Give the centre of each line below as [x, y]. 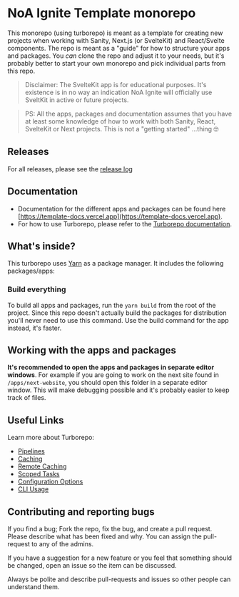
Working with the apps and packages [92, 350]
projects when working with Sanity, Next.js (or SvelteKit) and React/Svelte [116, 40]
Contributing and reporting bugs [81, 512]
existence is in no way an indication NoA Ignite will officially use [118, 92]
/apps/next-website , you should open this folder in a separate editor [108, 383]
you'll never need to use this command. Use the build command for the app [118, 320]
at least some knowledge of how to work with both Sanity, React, [120, 121]
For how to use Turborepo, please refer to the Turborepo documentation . [125, 224]
